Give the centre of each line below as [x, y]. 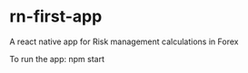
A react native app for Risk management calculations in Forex [124, 41]
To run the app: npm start [57, 59]
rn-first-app [56, 17]
